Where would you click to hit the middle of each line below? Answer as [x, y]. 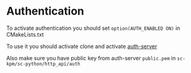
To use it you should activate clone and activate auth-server [82, 46]
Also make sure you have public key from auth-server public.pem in [91, 58]
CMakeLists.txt [25, 34]
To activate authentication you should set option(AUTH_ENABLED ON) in [93, 28]
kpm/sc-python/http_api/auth [43, 64]
